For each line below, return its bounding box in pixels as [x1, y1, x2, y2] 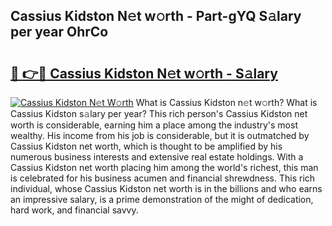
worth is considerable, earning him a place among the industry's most [10, 119, 298, 131]
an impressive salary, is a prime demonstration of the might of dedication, [10, 194, 314, 205]
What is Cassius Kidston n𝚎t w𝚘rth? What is [135, 97, 318, 108]
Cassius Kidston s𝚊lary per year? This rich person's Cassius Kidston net [10, 108, 308, 119]
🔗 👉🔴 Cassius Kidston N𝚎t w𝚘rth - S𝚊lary [10, 65, 278, 82]
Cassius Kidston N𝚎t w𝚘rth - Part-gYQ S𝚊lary [10, 8, 302, 25]
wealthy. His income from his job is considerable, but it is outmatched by [10, 130, 310, 141]
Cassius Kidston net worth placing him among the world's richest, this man [10, 162, 319, 173]
